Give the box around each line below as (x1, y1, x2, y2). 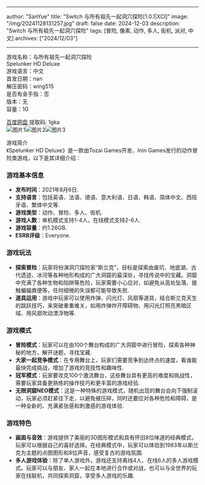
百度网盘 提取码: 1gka (6, 118, 60, 126)
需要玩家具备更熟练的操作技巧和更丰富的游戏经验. (15, 379, 140, 386)
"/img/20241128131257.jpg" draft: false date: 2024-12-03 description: (6, 20, 181, 27)
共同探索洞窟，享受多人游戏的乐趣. (47, 472, 135, 480)
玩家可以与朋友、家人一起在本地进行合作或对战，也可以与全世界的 (26, 464, 192, 472)
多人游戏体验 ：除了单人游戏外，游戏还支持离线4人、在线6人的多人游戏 (15, 457, 193, 464)
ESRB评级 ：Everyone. (15, 232, 71, 239)
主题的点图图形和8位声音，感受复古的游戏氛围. (26, 449, 143, 456)
